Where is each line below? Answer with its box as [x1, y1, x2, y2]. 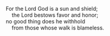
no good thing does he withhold [5, 18, 86, 25]
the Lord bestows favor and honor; [11, 11, 98, 19]
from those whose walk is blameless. [11, 24, 105, 31]
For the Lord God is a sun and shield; [5, 5, 98, 12]
